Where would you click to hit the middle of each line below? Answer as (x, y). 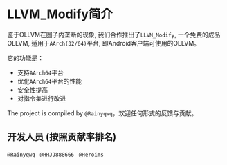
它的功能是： (25, 58)
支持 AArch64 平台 (40, 72)
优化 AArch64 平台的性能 (49, 81)
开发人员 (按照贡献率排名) (62, 137)
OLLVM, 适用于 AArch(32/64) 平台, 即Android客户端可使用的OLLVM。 (104, 43)
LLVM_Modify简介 (60, 14)
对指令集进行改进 (42, 98)
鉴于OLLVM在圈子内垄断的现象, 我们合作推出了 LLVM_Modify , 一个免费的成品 (114, 35)
